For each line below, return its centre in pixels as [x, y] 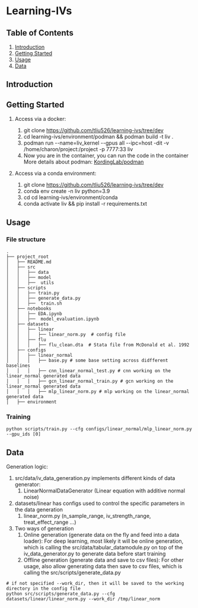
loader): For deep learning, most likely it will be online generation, [103, 541]
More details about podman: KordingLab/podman [84, 162]
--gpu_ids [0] [24, 434]
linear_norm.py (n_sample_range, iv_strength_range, [87, 516]
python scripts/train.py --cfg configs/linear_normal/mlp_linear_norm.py [99, 429]
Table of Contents [40, 33]
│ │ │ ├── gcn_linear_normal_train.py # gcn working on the [90, 381]
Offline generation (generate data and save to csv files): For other [103, 560]
